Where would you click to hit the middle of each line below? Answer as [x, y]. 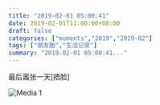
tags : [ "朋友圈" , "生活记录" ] [53, 46]
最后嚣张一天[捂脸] [39, 77]
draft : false [30, 30]
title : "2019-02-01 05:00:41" [59, 16]
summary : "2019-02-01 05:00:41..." [68, 53]
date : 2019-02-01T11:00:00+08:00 [64, 23]
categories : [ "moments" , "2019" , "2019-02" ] [80, 38]
